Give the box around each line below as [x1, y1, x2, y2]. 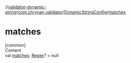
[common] [5, 42, 26, 48]
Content [5, 47, 21, 53]
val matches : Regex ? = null [5, 52, 59, 58]
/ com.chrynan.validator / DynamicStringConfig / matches [16, 9, 126, 15]
